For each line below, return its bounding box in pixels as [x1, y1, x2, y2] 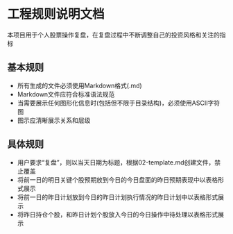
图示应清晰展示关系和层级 [17, 116, 91, 124]
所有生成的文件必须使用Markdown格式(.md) [17, 81, 142, 90]
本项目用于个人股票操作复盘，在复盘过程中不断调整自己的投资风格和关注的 [7, 31, 220, 39]
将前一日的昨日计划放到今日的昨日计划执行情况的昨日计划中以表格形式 [17, 192, 218, 201]
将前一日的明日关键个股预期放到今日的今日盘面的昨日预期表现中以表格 [17, 175, 218, 184]
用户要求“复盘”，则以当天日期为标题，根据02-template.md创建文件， [17, 158, 215, 167]
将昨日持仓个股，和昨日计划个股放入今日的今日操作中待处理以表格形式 [17, 210, 218, 219]
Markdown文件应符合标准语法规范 [17, 90, 115, 98]
